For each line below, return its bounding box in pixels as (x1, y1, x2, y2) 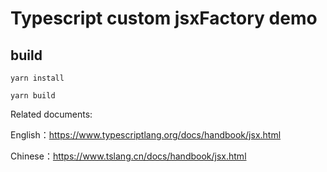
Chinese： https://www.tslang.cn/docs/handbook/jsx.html (10, 150, 247, 162)
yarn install (10, 73, 65, 83)
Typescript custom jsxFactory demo (10, 7, 318, 30)
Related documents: (10, 108, 93, 120)
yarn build (10, 91, 56, 101)
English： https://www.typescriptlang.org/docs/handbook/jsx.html (10, 129, 282, 141)
